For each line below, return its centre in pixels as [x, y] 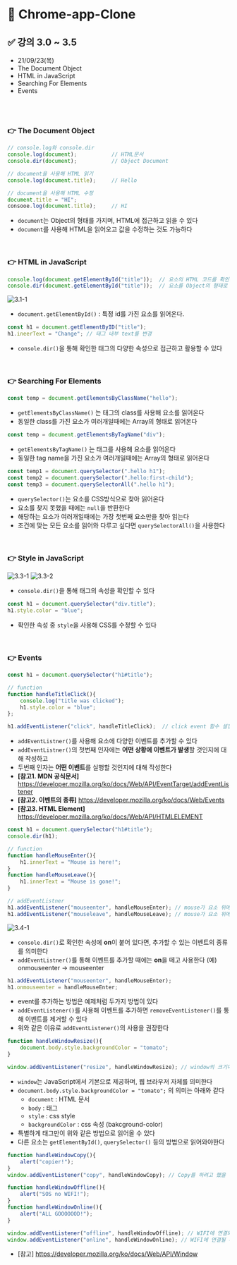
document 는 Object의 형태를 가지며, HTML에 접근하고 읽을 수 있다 [108, 221]
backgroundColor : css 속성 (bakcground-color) [96, 1124]
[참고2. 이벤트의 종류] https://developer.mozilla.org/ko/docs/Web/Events [121, 800]
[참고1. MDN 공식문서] [48, 776]
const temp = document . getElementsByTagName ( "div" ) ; [86, 435]
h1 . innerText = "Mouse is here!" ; [71, 862]
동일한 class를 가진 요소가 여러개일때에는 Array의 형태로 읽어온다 [107, 422]
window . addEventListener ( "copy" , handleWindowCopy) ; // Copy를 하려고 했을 [117, 1175]
